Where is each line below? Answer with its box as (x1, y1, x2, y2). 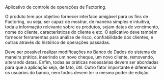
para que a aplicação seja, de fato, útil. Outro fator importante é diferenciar (5, 64, 157, 70)
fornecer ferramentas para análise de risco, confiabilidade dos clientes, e (5, 34, 154, 40)
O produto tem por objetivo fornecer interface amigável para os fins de (5, 14, 148, 19)
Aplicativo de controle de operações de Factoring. (5, 4, 107, 10)
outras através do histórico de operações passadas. (5, 40, 110, 45)
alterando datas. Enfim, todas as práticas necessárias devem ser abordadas (5, 60, 159, 65)
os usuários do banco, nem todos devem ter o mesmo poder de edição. (5, 70, 150, 75)
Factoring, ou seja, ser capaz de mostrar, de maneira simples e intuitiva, (5, 19, 151, 24)
